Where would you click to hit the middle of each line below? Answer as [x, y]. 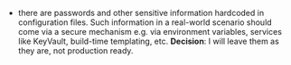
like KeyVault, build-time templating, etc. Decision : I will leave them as [149, 41]
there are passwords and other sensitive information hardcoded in [141, 13]
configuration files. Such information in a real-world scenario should [145, 22]
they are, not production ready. [75, 51]
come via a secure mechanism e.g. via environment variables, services [150, 32]
